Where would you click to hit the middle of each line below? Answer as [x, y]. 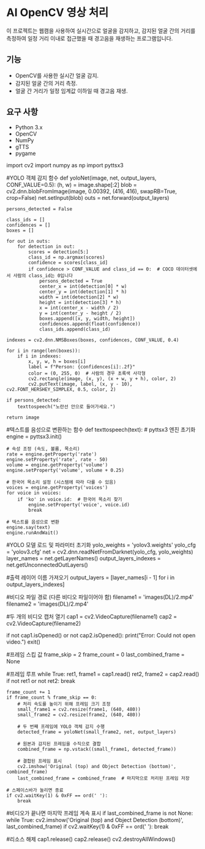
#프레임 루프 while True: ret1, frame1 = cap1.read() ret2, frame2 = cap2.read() [103, 674]
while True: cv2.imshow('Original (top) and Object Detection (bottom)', [95, 820]
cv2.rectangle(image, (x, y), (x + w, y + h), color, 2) [102, 379]
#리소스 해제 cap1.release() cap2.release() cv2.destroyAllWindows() [91, 839]
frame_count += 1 [28, 692]
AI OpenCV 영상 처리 [58, 13]
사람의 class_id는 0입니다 [43, 276]
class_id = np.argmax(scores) [67, 257]
